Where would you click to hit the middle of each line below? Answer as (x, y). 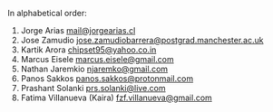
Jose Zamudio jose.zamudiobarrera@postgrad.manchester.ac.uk (142, 40)
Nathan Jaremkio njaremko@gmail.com (94, 69)
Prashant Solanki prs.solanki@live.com (93, 88)
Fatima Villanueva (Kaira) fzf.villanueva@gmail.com (117, 98)
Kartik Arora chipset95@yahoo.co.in (88, 50)
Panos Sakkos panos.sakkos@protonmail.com (107, 79)
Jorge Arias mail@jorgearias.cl (78, 30)
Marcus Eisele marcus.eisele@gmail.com (97, 59)
